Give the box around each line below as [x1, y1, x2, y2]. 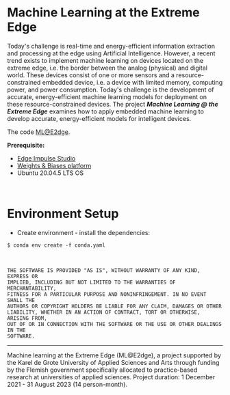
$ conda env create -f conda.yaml [7, 241, 106, 249]
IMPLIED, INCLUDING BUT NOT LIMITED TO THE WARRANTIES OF [7, 279, 176, 286]
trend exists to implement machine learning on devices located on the [7, 56, 204, 64]
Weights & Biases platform [16, 161, 92, 169]
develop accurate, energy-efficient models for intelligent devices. [7, 114, 192, 122]
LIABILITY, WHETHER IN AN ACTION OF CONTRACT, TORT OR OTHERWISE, [7, 309, 201, 316]
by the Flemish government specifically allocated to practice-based [7, 366, 198, 374]
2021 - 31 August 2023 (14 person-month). [7, 380, 128, 388]
